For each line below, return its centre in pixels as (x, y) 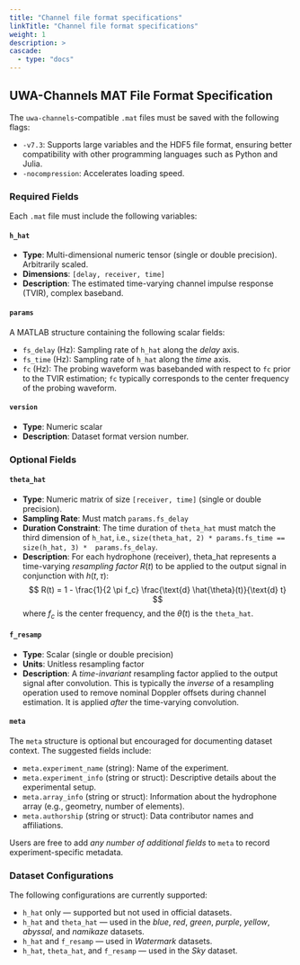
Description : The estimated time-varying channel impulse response (148, 283)
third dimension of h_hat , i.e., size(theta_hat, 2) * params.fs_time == (154, 537)
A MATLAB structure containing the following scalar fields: (117, 332)
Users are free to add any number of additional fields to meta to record (140, 843)
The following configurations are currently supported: (109, 895)
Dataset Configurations (62, 875)
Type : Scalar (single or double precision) (98, 654)
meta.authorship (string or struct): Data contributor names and (138, 816)
